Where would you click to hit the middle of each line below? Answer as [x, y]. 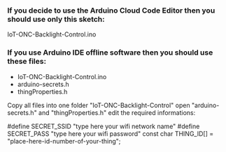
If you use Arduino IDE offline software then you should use [110, 53]
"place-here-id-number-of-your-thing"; [64, 141]
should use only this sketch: [56, 19]
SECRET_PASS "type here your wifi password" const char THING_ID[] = [111, 133]
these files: [27, 62]
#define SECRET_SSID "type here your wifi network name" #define [104, 126]
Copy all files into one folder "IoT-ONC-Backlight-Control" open [99, 105]
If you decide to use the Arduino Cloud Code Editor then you [111, 11]
